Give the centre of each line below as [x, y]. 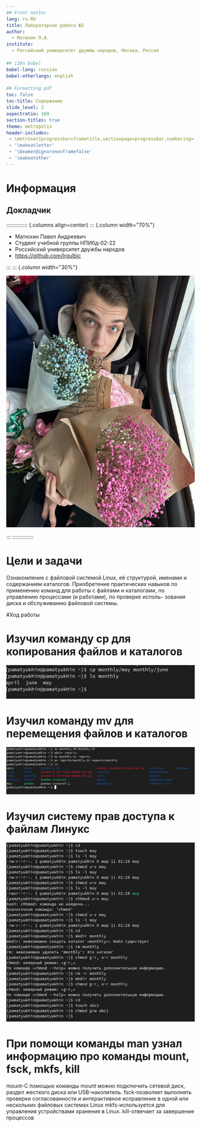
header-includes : [28, 133]
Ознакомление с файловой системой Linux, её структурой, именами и [97, 578]
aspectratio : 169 [28, 114]
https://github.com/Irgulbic [48, 255]
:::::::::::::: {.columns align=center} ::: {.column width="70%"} [80, 225]
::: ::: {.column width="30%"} [42, 267]
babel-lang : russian [32, 70]
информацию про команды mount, [98, 1057]
